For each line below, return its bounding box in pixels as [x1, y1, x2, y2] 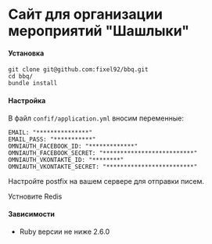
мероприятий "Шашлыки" [8, 22, 190, 40]
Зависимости [8, 210, 56, 219]
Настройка [8, 95, 46, 105]
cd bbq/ [8, 73, 34, 81]
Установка [8, 48, 45, 58]
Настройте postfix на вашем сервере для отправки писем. [8, 176, 205, 185]
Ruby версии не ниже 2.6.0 [19, 227, 110, 236]
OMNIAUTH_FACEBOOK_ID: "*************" [8, 142, 138, 150]
